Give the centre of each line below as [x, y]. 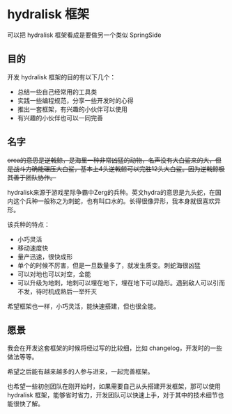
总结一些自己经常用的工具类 [57, 92]
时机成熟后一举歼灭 [69, 291]
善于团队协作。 [34, 177]
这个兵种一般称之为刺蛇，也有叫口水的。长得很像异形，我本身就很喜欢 [114, 201]
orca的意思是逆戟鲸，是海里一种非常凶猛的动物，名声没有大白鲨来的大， [111, 160]
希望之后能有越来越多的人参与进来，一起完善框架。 [80, 372]
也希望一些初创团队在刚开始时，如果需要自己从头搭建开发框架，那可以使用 [114, 386]
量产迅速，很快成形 [45, 256]
